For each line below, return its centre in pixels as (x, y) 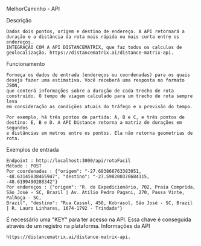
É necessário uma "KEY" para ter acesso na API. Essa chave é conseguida (99, 219)
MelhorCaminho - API (33, 9)
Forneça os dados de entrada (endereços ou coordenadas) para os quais (98, 75)
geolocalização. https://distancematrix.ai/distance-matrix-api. (90, 53)
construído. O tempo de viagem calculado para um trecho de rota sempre (100, 96)
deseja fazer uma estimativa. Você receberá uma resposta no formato (96, 80)
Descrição (19, 20)
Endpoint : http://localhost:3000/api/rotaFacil (69, 161)
